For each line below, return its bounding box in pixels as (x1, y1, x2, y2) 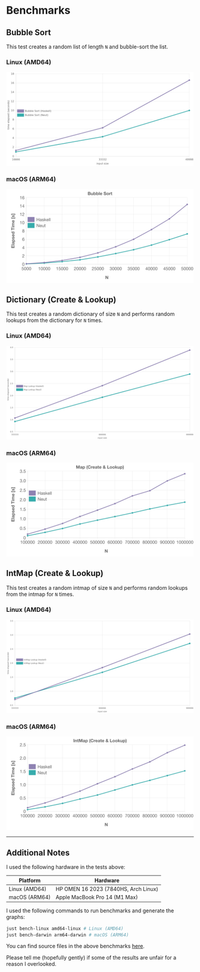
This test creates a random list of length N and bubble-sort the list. (6, 43, 168, 50)
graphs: (6, 913, 25, 920)
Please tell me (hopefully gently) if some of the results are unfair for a (6, 954, 177, 961)
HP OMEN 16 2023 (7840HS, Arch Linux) (55, 885, 159, 892)
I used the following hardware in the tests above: (6, 863, 126, 871)
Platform (18, 877, 41, 884)
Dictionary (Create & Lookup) (6, 295, 117, 305)
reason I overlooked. (6, 961, 57, 968)
